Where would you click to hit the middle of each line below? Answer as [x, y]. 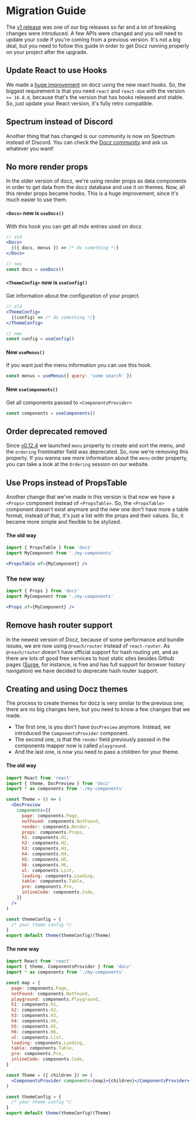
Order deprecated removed [57, 431]
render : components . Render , [56, 827]
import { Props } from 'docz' [43, 591]
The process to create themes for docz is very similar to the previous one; [95, 703]
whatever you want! [30, 149]
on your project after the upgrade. [47, 52]
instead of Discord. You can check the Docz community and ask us [87, 142]
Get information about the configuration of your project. [73, 296]
